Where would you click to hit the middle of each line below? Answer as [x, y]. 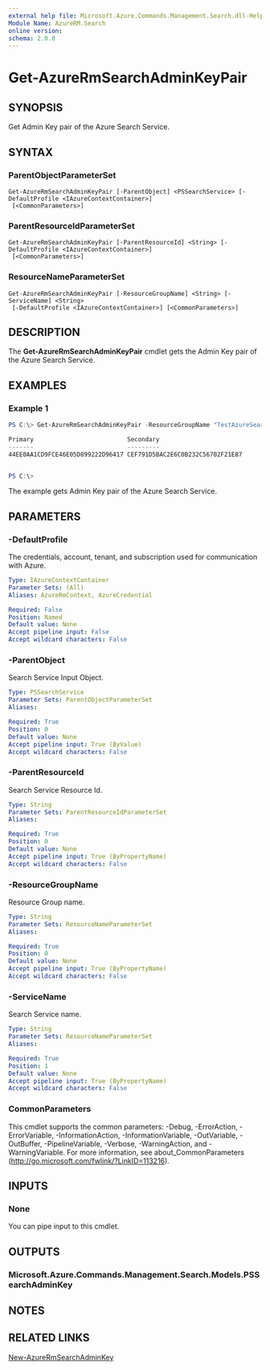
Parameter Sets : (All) [46, 588]
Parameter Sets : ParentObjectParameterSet [80, 700]
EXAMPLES [37, 386]
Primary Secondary [84, 439]
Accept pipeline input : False [59, 632]
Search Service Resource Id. [55, 790]
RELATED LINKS [49, 1338]
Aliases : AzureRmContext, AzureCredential [80, 595]
